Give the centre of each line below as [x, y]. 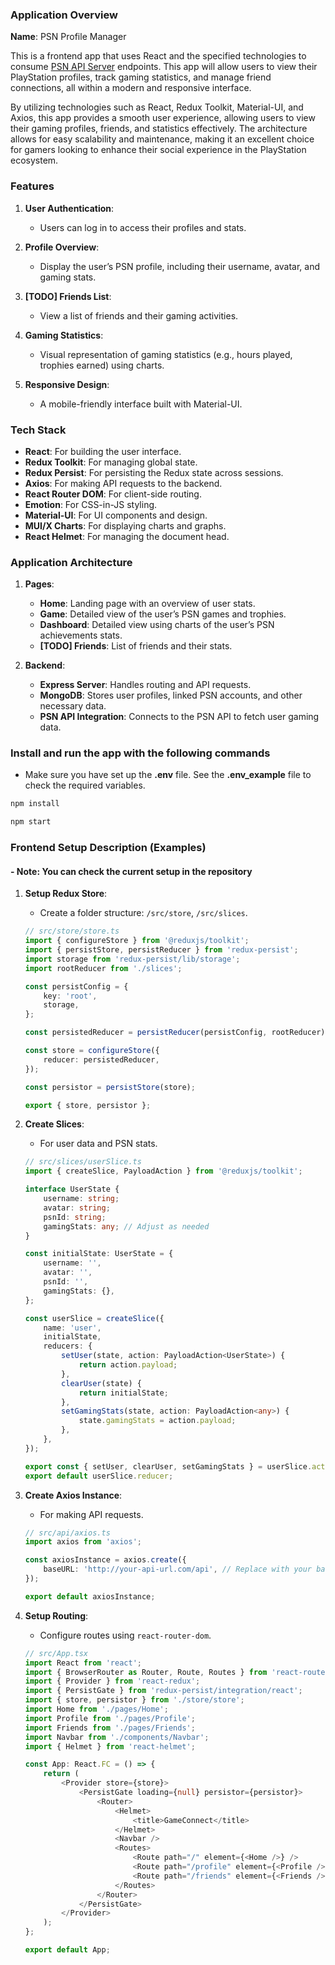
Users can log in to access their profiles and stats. [143, 227]
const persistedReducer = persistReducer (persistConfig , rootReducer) [175, 1033]
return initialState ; [123, 1393]
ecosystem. [34, 160]
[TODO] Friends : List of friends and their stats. [136, 646]
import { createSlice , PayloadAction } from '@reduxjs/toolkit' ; [163, 1171]
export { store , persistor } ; [88, 1105]
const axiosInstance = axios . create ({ [105, 1560]
